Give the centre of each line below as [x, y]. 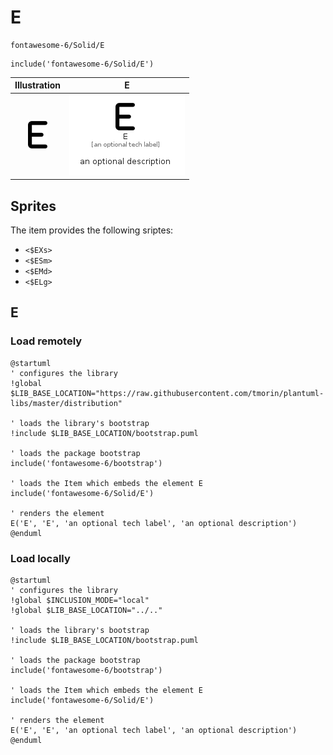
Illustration [38, 85]
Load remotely [46, 341]
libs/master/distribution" [66, 403]
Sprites [33, 206]
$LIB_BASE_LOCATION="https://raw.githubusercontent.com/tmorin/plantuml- [167, 393]
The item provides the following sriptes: [92, 230]
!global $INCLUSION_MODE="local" [80, 600]
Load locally [40, 558]
